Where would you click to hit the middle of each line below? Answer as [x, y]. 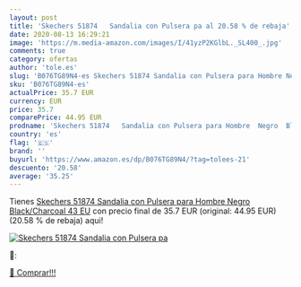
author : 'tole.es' [43, 68]
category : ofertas [43, 59]
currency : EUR [36, 101]
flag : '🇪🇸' [31, 143]
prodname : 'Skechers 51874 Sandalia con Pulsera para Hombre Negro [144, 126]
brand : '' [28, 151]
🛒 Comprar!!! [33, 273]
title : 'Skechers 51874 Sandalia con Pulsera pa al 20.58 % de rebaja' [150, 26]
